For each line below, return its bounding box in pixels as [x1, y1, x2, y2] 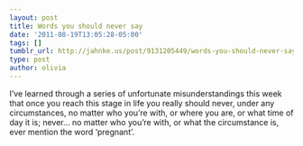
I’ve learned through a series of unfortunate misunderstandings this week [9, 87, 282, 99]
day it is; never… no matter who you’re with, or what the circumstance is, [9, 116, 280, 127]
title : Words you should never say [9, 22, 143, 31]
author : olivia [9, 64, 67, 73]
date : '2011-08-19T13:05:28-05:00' [9, 30, 143, 39]
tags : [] [9, 38, 42, 48]
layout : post [9, 13, 59, 23]
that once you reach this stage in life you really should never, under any [9, 97, 275, 108]
